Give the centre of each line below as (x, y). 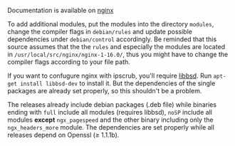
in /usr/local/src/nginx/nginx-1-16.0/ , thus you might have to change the (118, 54)
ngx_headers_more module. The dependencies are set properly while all (111, 127)
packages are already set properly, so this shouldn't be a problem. (105, 91)
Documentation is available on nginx (61, 10)
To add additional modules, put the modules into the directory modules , (111, 24)
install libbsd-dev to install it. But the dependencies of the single (118, 83)
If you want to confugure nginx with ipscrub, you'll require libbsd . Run (110, 75)
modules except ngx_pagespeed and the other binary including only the (110, 120)
